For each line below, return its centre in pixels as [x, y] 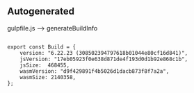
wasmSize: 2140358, [48, 77]
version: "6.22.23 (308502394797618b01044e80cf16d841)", [104, 53]
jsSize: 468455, [45, 65]
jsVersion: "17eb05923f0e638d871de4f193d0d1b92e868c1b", [104, 59]
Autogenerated [41, 11]
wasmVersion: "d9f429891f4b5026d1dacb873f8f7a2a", [95, 71]
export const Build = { [42, 47]
